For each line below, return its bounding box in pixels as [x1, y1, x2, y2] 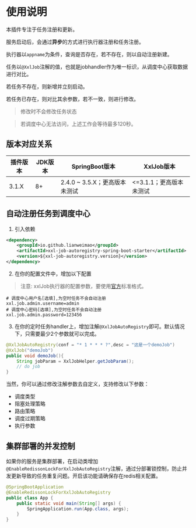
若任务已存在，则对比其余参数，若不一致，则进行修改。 [6, 95, 139, 103]
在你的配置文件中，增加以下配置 [14, 270, 92, 277]
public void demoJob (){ [6, 353, 64, 359]
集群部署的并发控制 [6, 441, 75, 451]
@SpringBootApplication [6, 484, 64, 490]
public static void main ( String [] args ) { [16, 500, 121, 506]
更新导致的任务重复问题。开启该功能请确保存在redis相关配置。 [10, 472, 162, 479]
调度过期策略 [14, 415, 45, 422]
